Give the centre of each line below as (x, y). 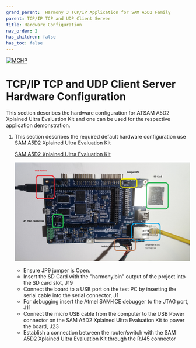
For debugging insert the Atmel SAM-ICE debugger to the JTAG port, (106, 302)
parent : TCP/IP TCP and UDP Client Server (58, 18)
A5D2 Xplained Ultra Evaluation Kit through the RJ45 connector (99, 339)
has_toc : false (24, 43)
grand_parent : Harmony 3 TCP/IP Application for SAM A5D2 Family (88, 12)
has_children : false (31, 37)
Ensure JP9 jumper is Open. (57, 271)
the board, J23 (41, 326)
